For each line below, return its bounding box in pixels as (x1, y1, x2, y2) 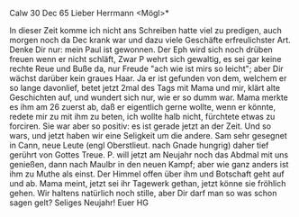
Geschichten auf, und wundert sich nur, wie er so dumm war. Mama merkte (9, 92, 288, 103)
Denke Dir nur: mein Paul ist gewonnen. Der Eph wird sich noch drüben (9, 44, 273, 55)
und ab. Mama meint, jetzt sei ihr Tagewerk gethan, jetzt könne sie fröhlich (9, 178, 286, 188)
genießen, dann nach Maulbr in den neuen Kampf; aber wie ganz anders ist (9, 159, 289, 169)
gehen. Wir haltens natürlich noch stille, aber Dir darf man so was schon (9, 188, 277, 198)
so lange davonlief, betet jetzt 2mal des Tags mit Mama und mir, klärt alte (9, 83, 281, 93)
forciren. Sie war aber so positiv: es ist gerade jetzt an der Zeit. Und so (9, 121, 272, 131)
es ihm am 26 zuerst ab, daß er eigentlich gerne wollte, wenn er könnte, (9, 102, 276, 112)
